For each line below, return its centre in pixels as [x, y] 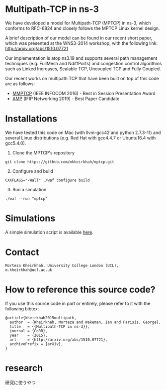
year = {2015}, [29, 335]
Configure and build [33, 171]
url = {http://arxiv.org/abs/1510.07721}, [59, 340]
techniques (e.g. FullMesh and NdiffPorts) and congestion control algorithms [84, 63]
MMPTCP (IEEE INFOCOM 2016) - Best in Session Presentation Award [84, 93]
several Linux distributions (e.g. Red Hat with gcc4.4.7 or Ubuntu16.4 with [81, 137]
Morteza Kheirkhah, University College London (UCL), [62, 265]
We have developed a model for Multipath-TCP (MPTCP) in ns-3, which [78, 23]
